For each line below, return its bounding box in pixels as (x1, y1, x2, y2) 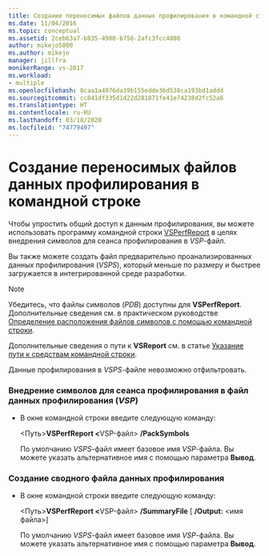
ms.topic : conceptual (8, 26, 81, 34)
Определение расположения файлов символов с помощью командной (8, 316, 252, 326)
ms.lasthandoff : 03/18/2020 (8, 116, 102, 124)
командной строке (8, 192, 142, 210)
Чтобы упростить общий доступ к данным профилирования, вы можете (8, 218, 255, 229)
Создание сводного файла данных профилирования (8, 473, 225, 484)
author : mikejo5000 (8, 42, 74, 50)
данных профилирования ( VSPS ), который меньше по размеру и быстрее (8, 260, 261, 270)
